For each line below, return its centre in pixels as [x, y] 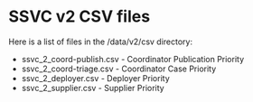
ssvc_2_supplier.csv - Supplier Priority [93, 88]
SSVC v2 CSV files [80, 17]
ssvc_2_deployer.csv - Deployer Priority [96, 78]
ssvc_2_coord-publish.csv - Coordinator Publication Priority [133, 59]
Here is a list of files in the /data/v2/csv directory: [101, 42]
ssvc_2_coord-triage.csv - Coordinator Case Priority [119, 69]
